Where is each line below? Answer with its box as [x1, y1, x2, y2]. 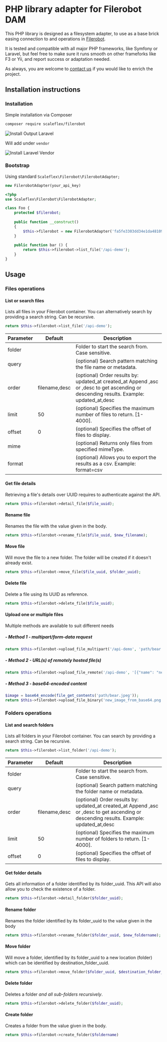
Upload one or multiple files [5, 612, 64, 618]
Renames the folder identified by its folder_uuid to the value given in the [5, 917, 153, 923]
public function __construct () [14, 220, 79, 225]
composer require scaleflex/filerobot [5, 121, 85, 127]
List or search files [5, 297, 45, 303]
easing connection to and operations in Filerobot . [5, 36, 106, 42]
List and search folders [5, 722, 54, 728]
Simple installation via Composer [5, 112, 73, 118]
